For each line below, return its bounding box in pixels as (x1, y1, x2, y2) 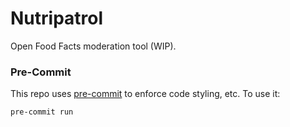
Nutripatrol (10, 7, 104, 30)
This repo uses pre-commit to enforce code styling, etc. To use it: (10, 88, 281, 100)
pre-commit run (10, 107, 74, 117)
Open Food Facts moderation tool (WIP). (10, 40, 177, 52)
